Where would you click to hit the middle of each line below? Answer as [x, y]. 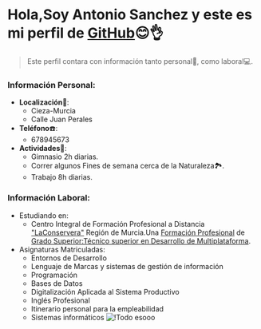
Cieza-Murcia [53, 111]
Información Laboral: [49, 198]
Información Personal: [51, 85]
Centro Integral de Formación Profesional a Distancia [118, 224]
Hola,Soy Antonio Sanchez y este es [130, 15]
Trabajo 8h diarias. [62, 177]
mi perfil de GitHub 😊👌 [86, 33]
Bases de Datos [57, 283]
